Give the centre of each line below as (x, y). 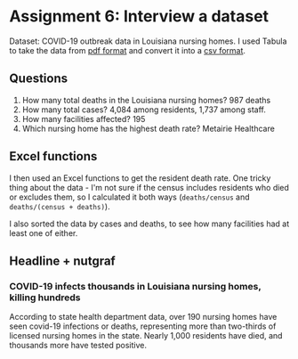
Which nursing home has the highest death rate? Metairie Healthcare (149, 128)
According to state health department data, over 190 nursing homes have (143, 317)
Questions (39, 79)
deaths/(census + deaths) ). (60, 206)
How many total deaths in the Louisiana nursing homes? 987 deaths (146, 100)
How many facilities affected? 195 (84, 118)
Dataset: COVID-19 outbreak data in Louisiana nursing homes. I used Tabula (148, 41)
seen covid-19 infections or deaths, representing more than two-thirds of (143, 326)
